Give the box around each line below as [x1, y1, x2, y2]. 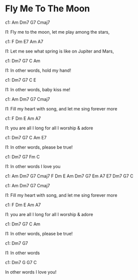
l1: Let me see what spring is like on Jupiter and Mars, [5, 48, 114, 54]
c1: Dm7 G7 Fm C [5, 154, 40, 160]
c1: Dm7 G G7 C [5, 259, 37, 265]
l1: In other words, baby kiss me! [5, 86, 70, 92]
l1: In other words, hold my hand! [5, 67, 71, 73]
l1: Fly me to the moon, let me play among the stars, [5, 29, 110, 35]
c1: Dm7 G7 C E [5, 77, 36, 83]
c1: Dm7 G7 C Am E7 [5, 134, 47, 140]
